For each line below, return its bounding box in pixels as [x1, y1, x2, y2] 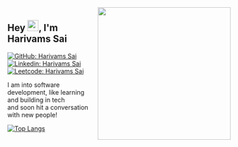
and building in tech [7, 95, 65, 104]
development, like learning [7, 88, 85, 96]
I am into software [7, 81, 60, 89]
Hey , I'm [7, 22, 58, 34]
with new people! [7, 110, 58, 119]
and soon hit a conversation [7, 102, 89, 112]
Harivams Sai [7, 33, 67, 45]
